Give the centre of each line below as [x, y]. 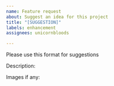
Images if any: [23, 77]
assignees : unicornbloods [37, 33]
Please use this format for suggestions [53, 55]
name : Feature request [34, 11]
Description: [21, 66]
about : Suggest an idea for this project [57, 17]
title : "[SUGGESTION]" [34, 22]
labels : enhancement [31, 28]
